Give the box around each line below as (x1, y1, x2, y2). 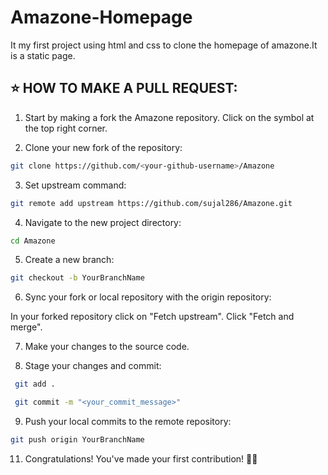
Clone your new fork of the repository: (24, 141, 183, 153)
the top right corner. (24, 122, 108, 134)
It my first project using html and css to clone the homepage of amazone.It (10, 39, 318, 51)
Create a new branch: (24, 254, 115, 266)
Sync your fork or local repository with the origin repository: (24, 291, 272, 303)
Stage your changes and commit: (24, 360, 162, 372)
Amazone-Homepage (10, 6, 193, 29)
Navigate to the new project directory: (24, 216, 182, 228)
